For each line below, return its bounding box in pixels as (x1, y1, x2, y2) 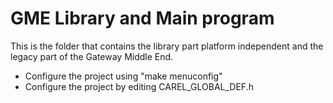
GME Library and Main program (10, 7, 275, 30)
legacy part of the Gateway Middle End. (10, 50, 174, 62)
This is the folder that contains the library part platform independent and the (10, 40, 324, 52)
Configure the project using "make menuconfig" (24, 70, 223, 82)
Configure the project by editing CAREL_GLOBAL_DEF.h (24, 80, 254, 92)
